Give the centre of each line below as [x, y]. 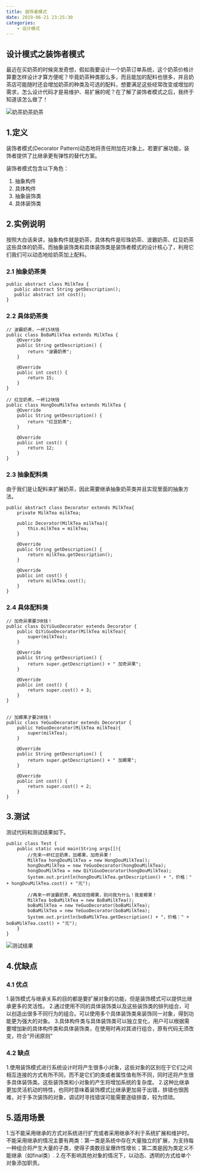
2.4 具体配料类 [27, 607]
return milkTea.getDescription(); [70, 555]
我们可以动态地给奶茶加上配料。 [50, 254]
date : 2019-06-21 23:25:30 [40, 17]
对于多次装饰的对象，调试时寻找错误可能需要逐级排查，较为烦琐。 [97, 1097]
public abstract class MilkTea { [48, 284]
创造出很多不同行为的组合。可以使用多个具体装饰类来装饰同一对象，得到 [100, 1014]
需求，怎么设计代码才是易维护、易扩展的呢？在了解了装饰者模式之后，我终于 [100, 92]
